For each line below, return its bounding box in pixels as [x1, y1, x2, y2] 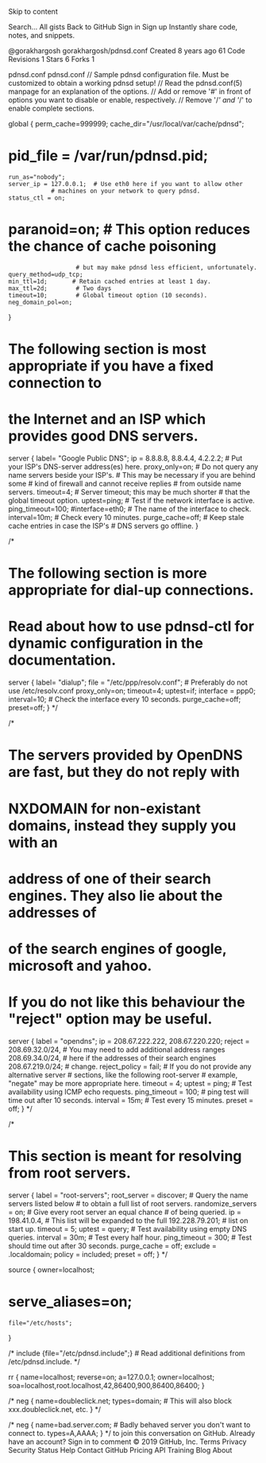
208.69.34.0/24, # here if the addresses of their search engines [8, 1053, 217, 1062]
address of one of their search [8, 870, 212, 887]
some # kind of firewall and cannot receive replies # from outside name [8, 479, 242, 488]
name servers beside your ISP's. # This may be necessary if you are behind [8, 471, 256, 479]
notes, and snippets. [8, 31, 75, 40]
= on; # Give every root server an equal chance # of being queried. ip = [8, 1207, 242, 1217]
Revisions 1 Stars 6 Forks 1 [8, 55, 95, 64]
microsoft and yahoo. [8, 957, 152, 975]
